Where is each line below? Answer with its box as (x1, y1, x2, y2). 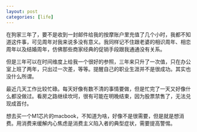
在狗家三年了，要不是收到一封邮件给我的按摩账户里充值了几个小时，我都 (6, 31, 181, 38)
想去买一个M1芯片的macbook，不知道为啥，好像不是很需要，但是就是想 (6, 112, 179, 119)
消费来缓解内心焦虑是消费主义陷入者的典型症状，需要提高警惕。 (21, 120, 176, 127)
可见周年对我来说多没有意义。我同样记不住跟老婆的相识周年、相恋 (31, 38, 191, 45)
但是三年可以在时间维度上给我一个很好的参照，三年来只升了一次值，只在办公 (6, 58, 191, 65)
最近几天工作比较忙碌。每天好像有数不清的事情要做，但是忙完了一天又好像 (6, 85, 186, 92)
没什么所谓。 (6, 73, 37, 80)
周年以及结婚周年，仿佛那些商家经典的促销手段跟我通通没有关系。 (6, 45, 165, 53)
